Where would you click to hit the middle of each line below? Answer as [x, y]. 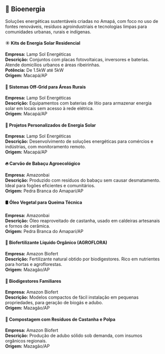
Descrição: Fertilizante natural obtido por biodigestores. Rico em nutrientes [82, 259]
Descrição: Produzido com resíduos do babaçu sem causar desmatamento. [83, 180]
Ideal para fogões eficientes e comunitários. [50, 185]
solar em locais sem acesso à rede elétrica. [49, 109]
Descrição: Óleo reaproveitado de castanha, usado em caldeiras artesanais [82, 221]
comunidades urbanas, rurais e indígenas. [48, 32]
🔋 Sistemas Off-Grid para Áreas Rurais [45, 87]
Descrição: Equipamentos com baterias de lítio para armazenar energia [79, 103]
